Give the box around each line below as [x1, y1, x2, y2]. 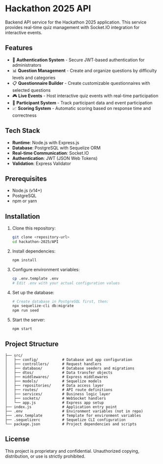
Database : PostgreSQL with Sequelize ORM [12, 145, 101, 151]
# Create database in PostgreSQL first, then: [12, 299, 109, 304]
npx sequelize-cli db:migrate [12, 304, 74, 309]
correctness [12, 112, 37, 118]
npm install [12, 258, 37, 262]
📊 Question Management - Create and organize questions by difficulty [12, 67, 157, 74]
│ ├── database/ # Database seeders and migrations [5, 366, 135, 371]
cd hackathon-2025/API [12, 239, 59, 244]
